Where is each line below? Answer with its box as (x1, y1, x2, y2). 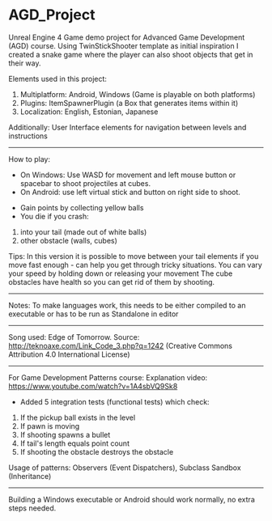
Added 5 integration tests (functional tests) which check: (19, 396, 210, 406)
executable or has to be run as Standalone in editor (8, 309, 179, 319)
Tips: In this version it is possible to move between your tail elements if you (8, 251, 259, 260)
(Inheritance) (8, 471, 52, 481)
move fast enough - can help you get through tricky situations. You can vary (8, 260, 263, 269)
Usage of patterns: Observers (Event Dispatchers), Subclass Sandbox (8, 463, 241, 472)
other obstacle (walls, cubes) (19, 235, 117, 245)
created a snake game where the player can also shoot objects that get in (8, 49, 253, 59)
